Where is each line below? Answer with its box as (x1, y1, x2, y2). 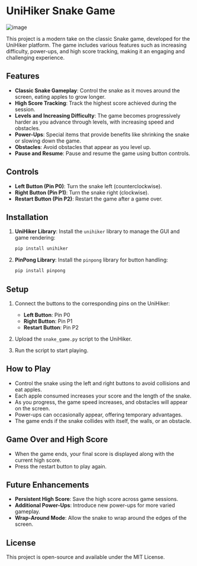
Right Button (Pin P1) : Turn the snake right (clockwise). (14, 189, 149, 196)
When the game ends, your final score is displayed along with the (14, 450, 175, 457)
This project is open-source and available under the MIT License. (6, 554, 165, 561)
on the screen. (14, 405, 50, 412)
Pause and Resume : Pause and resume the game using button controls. (14, 150, 190, 157)
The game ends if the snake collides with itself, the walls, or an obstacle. (14, 417, 192, 424)
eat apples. (14, 386, 43, 393)
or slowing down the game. (14, 137, 82, 144)
